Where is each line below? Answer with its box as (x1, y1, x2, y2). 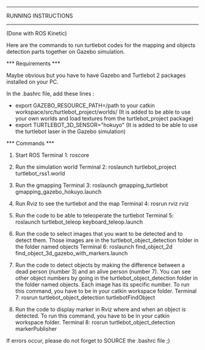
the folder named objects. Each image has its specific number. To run (15, 281, 190, 288)
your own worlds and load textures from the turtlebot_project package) (15, 115, 194, 122)
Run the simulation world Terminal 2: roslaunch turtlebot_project (15, 163, 177, 170)
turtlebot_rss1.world (15, 170, 65, 177)
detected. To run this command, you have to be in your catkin (15, 312, 170, 319)
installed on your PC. (6, 78, 59, 86)
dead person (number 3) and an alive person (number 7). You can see (15, 268, 191, 275)
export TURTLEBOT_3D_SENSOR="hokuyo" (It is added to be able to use (15, 122, 198, 128)
